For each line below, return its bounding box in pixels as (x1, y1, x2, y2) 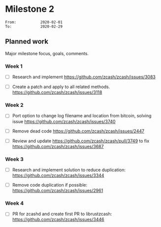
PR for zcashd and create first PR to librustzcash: (12, 211, 112, 217)
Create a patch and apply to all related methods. (12, 84, 110, 90)
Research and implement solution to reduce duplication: (12, 166, 126, 173)
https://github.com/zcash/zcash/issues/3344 (12, 172, 104, 178)
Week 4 (5, 200, 24, 206)
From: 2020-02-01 (5, 20, 63, 25)
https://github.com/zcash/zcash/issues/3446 (12, 217, 104, 223)
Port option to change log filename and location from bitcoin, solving (12, 113, 152, 119)
